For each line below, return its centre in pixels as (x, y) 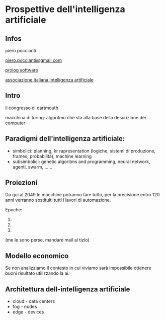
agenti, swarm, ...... (32, 167)
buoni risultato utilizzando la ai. (37, 273)
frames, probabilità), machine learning (52, 156)
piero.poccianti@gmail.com (33, 60)
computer (15, 123)
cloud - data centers (34, 301)
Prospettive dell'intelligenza (65, 9)
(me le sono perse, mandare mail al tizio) (47, 240)
